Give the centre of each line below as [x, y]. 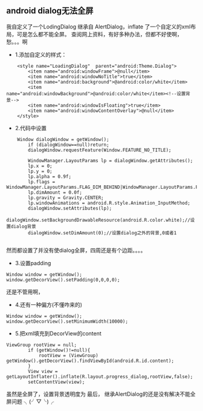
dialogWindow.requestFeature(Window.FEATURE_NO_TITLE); [100, 150]
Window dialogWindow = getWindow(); [63, 139]
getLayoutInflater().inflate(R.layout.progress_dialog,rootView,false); [100, 376]
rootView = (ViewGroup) [68, 355]
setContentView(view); [56, 382]
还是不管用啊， [25, 292]
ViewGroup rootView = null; [42, 345]
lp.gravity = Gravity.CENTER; [66, 198]
